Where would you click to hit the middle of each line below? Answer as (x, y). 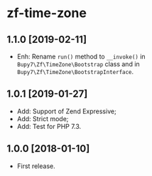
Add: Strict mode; (43, 118)
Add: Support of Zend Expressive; (66, 111)
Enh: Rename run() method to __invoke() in (81, 56)
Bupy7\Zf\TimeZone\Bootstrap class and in (78, 64)
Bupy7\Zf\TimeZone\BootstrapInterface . (75, 72)
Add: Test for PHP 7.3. (49, 126)
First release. (36, 166)
